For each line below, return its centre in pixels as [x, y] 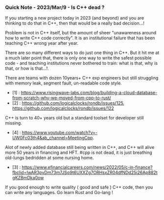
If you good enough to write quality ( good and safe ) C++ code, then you [79, 187]
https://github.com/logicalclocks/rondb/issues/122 [63, 108]
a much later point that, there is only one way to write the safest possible [78, 58]
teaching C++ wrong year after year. [42, 43]
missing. [13, 123]
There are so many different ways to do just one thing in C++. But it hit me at [82, 53]
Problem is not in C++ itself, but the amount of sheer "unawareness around [81, 33]
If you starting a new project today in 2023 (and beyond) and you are [75, 18]
